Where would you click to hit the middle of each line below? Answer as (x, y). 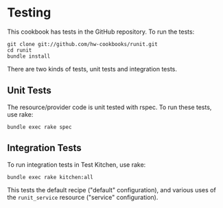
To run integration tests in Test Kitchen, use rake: (77, 164)
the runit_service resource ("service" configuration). (83, 197)
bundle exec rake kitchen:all (50, 177)
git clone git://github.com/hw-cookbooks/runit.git (82, 44)
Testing (29, 13)
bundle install (29, 56)
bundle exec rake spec (39, 127)
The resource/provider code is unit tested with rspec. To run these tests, (109, 107)
